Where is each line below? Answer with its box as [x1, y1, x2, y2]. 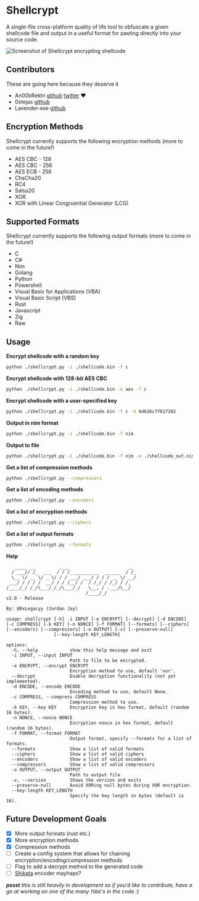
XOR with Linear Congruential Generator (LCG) [14, 200, 129, 207]
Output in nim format [6, 419, 59, 426]
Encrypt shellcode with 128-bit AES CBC [6, 375, 108, 382]
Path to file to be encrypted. [69, 657, 147, 664]
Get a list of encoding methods [6, 486, 84, 493]
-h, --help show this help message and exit [11, 647, 152, 653]
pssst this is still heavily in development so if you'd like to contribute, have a [6, 881, 192, 889]
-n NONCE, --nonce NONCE [11, 715, 73, 721]
